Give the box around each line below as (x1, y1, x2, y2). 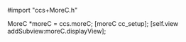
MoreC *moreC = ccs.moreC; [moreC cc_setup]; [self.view (7, 20, 179, 27)
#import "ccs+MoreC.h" (7, 6, 78, 14)
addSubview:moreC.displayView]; (7, 27, 106, 35)
